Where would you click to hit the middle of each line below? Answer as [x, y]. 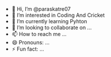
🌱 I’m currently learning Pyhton [49, 21]
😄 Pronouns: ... [31, 42]
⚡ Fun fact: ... [28, 49]
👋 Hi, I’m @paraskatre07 [41, 9]
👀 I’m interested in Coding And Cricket [58, 15]
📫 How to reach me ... [39, 34]
